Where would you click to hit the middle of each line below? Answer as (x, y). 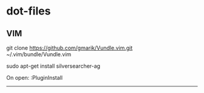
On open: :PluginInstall (34, 78)
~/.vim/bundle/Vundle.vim (39, 54)
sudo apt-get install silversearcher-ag (53, 66)
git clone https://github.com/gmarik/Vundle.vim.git (70, 48)
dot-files (29, 11)
